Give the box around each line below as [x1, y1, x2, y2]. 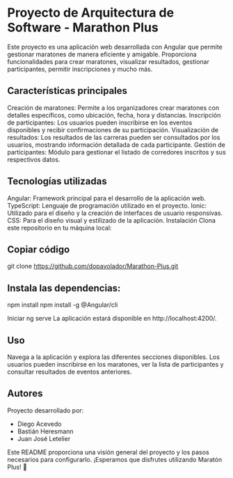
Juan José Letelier [17, 434, 71, 443]
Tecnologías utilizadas [7, 175, 107, 187]
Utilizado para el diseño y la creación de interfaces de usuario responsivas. [7, 209, 223, 217]
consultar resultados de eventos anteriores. [7, 367, 132, 376]
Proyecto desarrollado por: [7, 406, 84, 415]
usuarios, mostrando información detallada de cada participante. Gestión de [7, 141, 226, 149]
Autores [7, 388, 43, 399]
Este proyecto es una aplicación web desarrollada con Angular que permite [7, 42, 223, 51]
